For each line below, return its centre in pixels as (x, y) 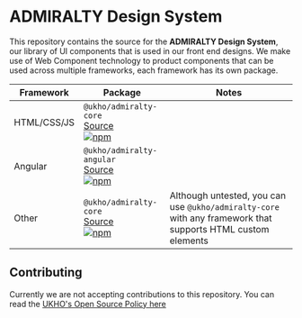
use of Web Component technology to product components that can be (142, 60)
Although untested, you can (227, 195)
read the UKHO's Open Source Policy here (88, 304)
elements (189, 241)
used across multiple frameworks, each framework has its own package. (144, 70)
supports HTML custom (219, 229)
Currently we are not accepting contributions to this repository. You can (142, 294)
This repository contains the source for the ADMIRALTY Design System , (144, 41)
